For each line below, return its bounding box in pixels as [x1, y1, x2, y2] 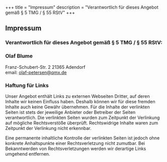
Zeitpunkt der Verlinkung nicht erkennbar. [5, 125, 92, 131]
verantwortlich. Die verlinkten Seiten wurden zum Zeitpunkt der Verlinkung [5, 114, 160, 120]
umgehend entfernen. [5, 150, 50, 157]
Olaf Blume [5, 53, 33, 60]
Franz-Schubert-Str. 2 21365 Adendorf [5, 64, 86, 70]
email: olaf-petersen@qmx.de [5, 69, 67, 75]
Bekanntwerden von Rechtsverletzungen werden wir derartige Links [5, 145, 146, 151]
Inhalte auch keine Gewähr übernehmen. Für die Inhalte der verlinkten [5, 104, 150, 110]
